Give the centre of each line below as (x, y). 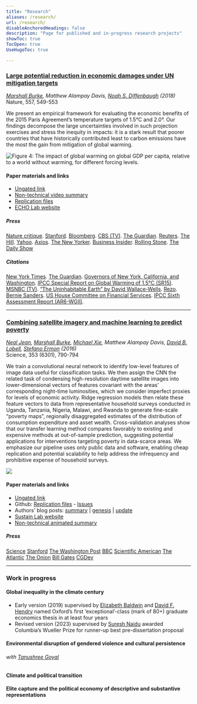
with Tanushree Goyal (33, 657)
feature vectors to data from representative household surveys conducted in (98, 404)
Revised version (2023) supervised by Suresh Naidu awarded (89, 623)
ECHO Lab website (37, 208)
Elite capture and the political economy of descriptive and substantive (93, 689)
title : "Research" (28, 11)
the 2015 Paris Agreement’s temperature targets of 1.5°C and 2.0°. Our (91, 120)
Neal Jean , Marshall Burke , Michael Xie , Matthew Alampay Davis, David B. (97, 342)
